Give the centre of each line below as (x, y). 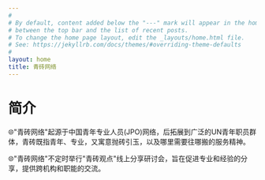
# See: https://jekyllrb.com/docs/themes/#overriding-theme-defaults (125, 45)
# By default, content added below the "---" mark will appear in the (127, 23)
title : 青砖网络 (32, 67)
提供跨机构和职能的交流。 (63, 168)
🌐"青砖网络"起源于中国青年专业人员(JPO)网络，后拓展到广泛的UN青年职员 (129, 132)
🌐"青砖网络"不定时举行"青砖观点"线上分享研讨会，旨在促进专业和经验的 (125, 158)
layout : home (30, 60)
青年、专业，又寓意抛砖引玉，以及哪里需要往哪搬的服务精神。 (149, 141)
